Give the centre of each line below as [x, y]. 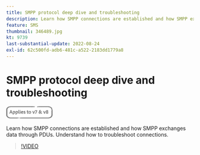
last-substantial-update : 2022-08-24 [53, 44]
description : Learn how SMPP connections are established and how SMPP [97, 19]
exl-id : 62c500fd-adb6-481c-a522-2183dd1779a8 [65, 50]
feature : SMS [22, 25]
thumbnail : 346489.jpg [34, 31]
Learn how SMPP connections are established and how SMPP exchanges [96, 128]
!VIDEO [29, 146]
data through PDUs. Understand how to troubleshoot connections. [87, 134]
